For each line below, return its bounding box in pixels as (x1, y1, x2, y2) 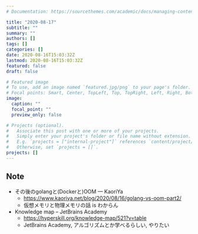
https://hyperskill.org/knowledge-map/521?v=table (23, 214, 147, 221)
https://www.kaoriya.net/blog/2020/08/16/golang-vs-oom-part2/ (23, 195, 181, 202)
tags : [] (6, 41, 28, 47)
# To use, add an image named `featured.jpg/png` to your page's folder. (6, 85, 192, 91)
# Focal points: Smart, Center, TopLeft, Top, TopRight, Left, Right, (6, 90, 183, 96)
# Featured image (6, 79, 49, 85)
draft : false (6, 68, 38, 74)
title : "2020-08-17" (6, 19, 57, 25)
